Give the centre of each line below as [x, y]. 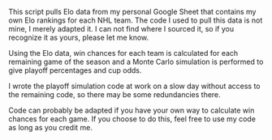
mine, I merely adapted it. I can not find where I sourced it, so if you [121, 29]
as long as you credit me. [51, 127]
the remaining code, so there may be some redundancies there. [114, 95]
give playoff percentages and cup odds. [75, 70]
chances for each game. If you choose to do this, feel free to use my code [132, 119]
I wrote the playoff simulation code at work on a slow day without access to [134, 86]
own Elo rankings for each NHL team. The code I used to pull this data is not [136, 20]
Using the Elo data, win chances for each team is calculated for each [123, 53]
